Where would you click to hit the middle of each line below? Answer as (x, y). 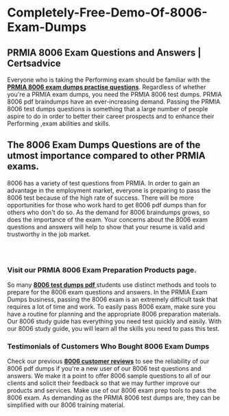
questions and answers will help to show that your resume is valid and (106, 227)
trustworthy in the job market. (49, 234)
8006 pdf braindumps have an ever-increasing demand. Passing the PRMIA (114, 102)
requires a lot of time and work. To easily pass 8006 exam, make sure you (111, 307)
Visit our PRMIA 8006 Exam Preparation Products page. (102, 270)
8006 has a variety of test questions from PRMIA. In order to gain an (104, 183)
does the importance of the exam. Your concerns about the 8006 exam (107, 219)
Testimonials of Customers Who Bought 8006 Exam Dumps (108, 347)
